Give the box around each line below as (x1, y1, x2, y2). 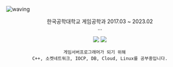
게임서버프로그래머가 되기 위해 (63, 49, 126, 55)
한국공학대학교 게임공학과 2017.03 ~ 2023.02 (46, 18, 153, 25)
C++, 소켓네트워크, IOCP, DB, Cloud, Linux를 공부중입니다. (32, 56, 168, 62)
